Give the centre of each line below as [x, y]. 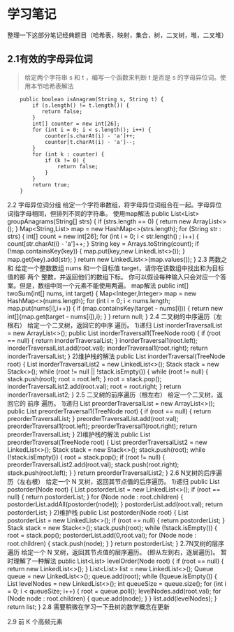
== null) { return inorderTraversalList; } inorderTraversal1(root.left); [102, 340]
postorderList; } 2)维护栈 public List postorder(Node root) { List [98, 512]
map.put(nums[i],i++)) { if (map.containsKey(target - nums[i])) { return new [115, 308]
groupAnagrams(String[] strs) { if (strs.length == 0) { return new [99, 221]
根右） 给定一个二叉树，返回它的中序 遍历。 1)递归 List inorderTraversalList [115, 325]
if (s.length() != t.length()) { [81, 105]
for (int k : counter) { [68, 154]
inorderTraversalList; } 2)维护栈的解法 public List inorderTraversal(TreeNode [116, 356]
